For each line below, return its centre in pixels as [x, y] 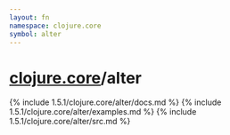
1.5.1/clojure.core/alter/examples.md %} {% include [103, 112]
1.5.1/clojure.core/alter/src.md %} [70, 122]
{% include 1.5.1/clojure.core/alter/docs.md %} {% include [115, 102]
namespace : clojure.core [55, 26]
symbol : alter [36, 34]
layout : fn [29, 17]
